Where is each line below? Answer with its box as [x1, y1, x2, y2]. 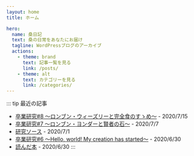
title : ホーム [6, 15, 40, 21]
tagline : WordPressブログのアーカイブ [12, 43, 102, 49]
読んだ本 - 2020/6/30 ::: [15, 143, 76, 151]
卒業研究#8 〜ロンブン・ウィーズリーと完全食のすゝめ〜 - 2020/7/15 [15, 113, 188, 120]
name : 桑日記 [12, 31, 42, 37]
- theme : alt [17, 71, 51, 77]
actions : [12, 48, 34, 55]
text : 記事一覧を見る [22, 59, 71, 66]
